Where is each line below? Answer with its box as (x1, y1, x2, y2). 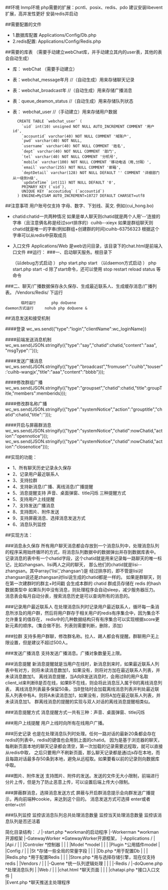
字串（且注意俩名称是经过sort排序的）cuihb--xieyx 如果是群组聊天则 (12, 220, 153, 225)
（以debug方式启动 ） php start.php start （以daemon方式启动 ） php (12, 260, 156, 265)
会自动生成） (5, 55, 31, 61)
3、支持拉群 (12, 477, 37, 483)
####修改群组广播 (5, 379, 43, 385)
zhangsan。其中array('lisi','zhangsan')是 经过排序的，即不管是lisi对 (5, 568, 143, 574)
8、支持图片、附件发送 (12, 509, 59, 514)
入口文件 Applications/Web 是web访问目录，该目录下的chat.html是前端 (12, 243, 158, 249)
